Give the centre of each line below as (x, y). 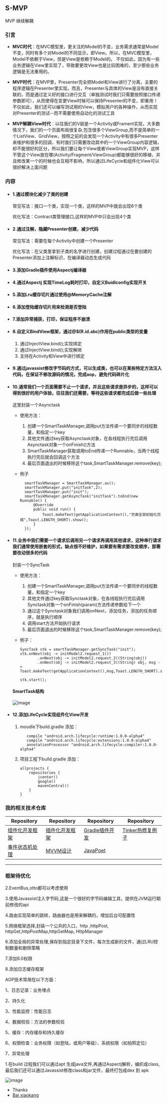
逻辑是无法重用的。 (32, 72)
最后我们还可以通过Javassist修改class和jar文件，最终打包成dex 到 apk (77, 1070)
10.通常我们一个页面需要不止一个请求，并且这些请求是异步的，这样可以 (85, 387)
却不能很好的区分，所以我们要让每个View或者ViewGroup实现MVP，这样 (86, 149)
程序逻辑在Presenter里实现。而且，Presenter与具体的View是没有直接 (83, 88)
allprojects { (34, 768)
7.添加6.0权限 (19, 958)
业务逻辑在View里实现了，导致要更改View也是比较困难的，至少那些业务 (85, 65)
